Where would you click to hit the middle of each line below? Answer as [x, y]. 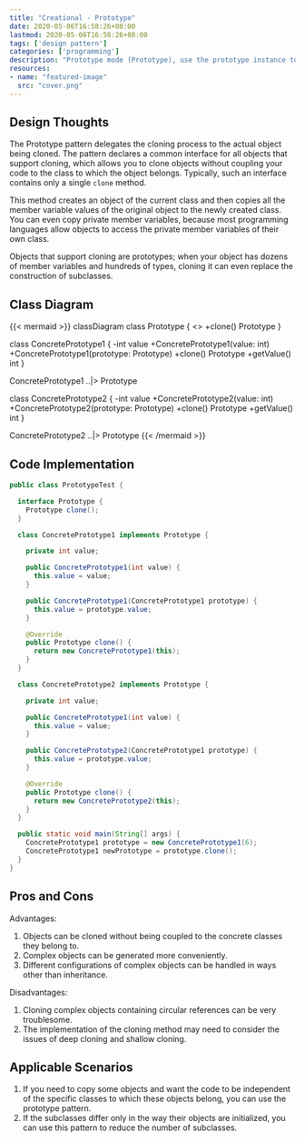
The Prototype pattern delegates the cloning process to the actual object [145, 144]
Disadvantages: [39, 992]
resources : [30, 69]
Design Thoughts [59, 122]
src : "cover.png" [50, 85]
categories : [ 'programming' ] [64, 52]
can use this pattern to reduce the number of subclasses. [130, 1127]
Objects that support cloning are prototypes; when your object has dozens [149, 256]
